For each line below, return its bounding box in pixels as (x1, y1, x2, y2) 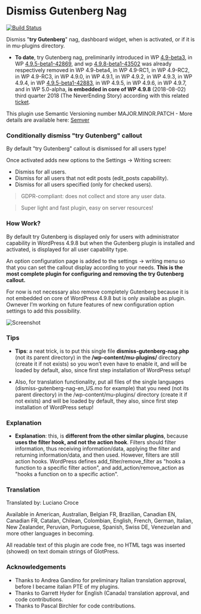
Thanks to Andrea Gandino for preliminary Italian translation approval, (14, 576, 187, 583)
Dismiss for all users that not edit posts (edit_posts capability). (14, 175, 169, 182)
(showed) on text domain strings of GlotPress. (6, 548, 120, 555)
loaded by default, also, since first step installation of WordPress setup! (14, 366, 191, 373)
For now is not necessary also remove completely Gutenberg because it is (6, 288, 189, 295)
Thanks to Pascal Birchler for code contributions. (14, 602, 136, 609)
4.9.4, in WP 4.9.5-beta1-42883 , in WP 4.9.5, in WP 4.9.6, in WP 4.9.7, (14, 79, 187, 86)
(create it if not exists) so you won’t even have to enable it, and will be (14, 360, 187, 367)
